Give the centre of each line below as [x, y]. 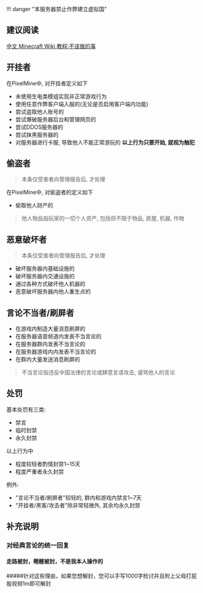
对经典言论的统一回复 [38, 546]
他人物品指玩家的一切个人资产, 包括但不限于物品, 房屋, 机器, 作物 [103, 218]
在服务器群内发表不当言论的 [50, 344]
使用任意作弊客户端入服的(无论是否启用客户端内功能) [82, 104]
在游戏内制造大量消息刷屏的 [50, 329]
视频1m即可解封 [31, 584]
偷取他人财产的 [34, 205]
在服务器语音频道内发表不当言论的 [58, 337]
